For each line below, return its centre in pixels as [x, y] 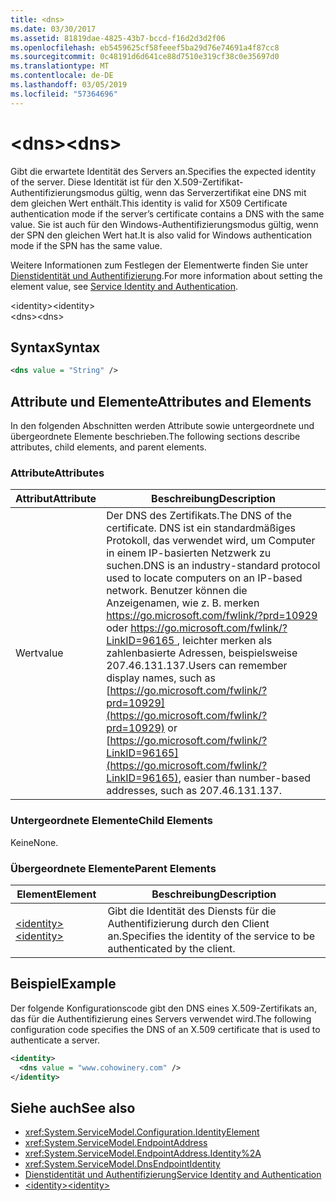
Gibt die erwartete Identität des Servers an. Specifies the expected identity [163, 171]
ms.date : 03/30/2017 [53, 29]
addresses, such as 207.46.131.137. [194, 791]
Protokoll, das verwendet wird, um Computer [211, 541]
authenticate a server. [55, 1040]
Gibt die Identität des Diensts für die [192, 911]
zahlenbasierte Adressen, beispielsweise [202, 653]
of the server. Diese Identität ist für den [91, 182]
